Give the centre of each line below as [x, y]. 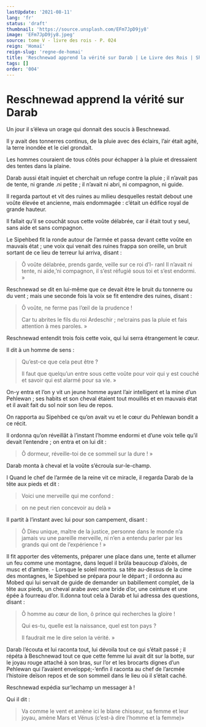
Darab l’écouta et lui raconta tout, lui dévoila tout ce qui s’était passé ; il [96, 650]
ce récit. [17, 424]
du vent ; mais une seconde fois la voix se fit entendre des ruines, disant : [99, 296]
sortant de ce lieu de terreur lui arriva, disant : [64, 253]
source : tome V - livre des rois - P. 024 [61, 40]
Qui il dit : [18, 699]
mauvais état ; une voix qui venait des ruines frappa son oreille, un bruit [97, 246]
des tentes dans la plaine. [39, 166]
